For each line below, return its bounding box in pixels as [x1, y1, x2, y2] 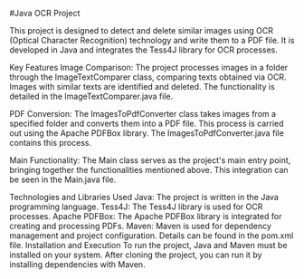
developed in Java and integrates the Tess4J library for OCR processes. [9, 44, 279, 55]
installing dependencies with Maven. [9, 259, 147, 270]
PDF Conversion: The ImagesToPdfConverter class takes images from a [9, 109, 277, 119]
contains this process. [9, 138, 92, 148]
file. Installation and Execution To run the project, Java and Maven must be [9, 240, 288, 250]
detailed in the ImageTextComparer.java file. [9, 91, 174, 101]
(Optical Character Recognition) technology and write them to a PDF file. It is [9, 35, 295, 45]
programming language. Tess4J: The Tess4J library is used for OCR [9, 201, 263, 212]
